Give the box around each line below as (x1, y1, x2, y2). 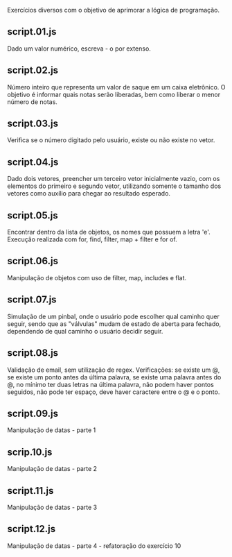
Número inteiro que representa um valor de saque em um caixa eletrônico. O (7, 83, 226, 91)
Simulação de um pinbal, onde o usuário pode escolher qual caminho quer (7, 312, 220, 320)
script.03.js (7, 118, 59, 130)
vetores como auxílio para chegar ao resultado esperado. (7, 189, 171, 198)
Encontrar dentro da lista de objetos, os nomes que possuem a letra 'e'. (7, 228, 211, 237)
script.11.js (7, 485, 54, 497)
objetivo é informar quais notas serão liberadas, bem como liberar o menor (7, 90, 221, 98)
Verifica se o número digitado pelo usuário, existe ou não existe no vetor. (7, 136, 215, 144)
